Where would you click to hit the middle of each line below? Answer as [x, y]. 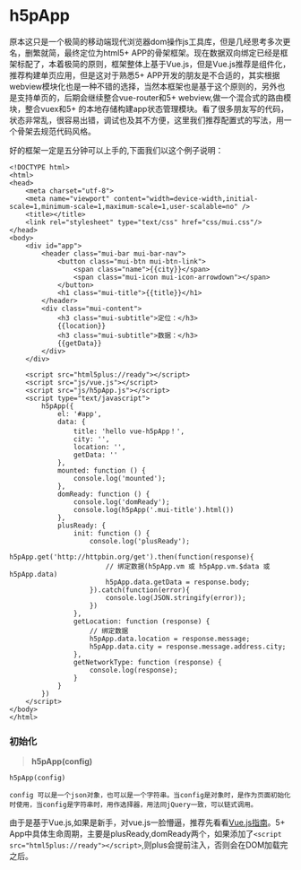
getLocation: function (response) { [142, 621]
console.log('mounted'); [120, 478]
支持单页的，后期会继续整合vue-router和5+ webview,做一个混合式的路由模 [154, 97]
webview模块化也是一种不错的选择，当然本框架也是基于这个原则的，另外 [143, 86]
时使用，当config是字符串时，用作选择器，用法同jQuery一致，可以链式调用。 [133, 805]
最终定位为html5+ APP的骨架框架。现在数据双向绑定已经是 [172, 52]
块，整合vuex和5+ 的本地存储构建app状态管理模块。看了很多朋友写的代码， [149, 109]
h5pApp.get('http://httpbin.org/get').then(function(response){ [132, 557]
